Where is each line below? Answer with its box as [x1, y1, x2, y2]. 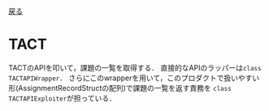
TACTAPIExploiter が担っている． [8, 93, 116, 103]
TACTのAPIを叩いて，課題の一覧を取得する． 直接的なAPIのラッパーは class [8, 62, 262, 72]
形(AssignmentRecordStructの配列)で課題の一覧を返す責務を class [8, 83, 232, 92]
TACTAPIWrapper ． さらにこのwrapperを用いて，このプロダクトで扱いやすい [8, 73, 260, 83]
